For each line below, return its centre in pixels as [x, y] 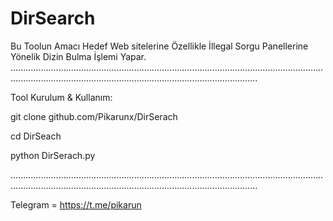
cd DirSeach [36, 136]
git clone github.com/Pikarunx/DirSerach [94, 116]
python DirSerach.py [53, 155]
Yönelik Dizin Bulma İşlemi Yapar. [78, 56]
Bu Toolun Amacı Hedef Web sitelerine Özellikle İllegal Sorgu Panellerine [159, 46]
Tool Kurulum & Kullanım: [61, 97]
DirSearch [53, 18]
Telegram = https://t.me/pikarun [76, 204]
